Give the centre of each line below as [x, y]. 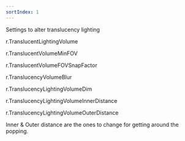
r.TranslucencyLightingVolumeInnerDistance [62, 101]
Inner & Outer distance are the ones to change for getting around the [92, 124]
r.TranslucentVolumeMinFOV [42, 53]
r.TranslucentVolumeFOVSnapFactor [51, 65]
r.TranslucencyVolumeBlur [39, 77]
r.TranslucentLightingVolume [42, 41]
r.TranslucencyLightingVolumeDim [49, 89]
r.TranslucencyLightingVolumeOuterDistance [62, 112]
